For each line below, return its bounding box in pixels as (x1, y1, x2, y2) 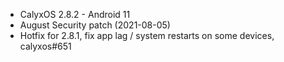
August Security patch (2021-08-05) (19, 19, 171, 31)
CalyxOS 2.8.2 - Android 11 (19, 9, 131, 20)
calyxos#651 (19, 40, 72, 52)
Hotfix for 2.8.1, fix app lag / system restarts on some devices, (19, 30, 275, 41)
